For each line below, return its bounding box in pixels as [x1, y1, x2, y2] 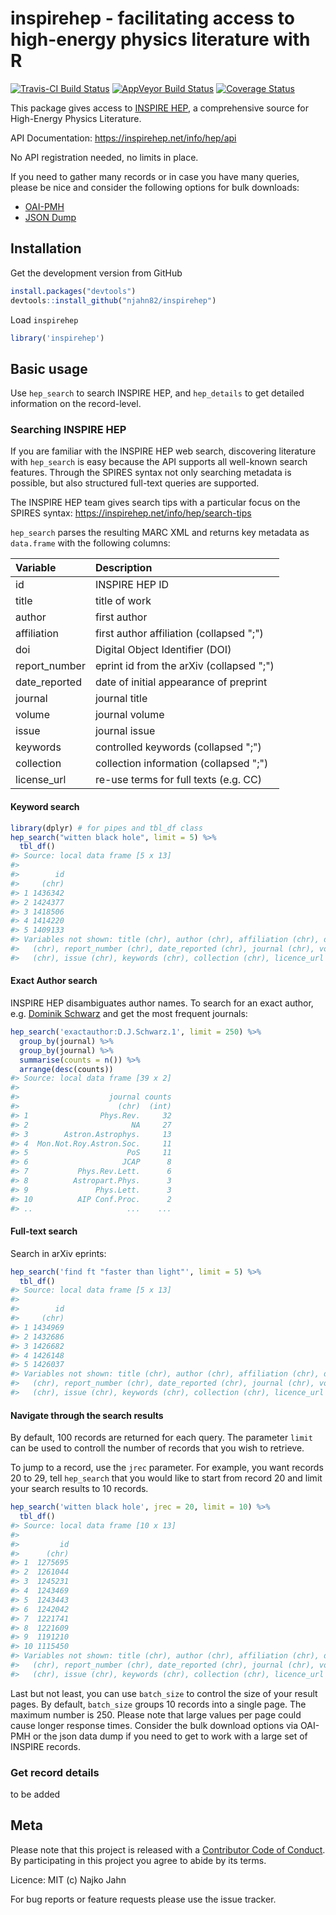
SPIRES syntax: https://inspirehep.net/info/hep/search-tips [10, 507, 252, 519]
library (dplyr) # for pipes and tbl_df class [10, 823, 203, 833]
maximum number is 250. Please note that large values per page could [10, 1708, 302, 1721]
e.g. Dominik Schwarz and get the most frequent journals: [10, 1008, 248, 1020]
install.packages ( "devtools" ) [10, 286, 137, 296]
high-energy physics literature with [10, 28, 311, 51]
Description [94, 561, 153, 575]
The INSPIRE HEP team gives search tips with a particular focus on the [10, 497, 301, 509]
